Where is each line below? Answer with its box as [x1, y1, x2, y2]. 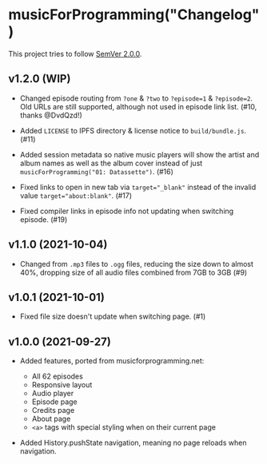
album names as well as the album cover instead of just [19, 158, 203, 168]
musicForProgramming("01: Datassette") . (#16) [19, 166, 174, 176]
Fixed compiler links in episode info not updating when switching [19, 206, 234, 216]
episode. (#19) [19, 214, 68, 224]
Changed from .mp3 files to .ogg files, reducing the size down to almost [19, 259, 254, 268]
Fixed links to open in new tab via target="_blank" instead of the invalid [19, 182, 257, 192]
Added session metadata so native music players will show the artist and [19, 149, 260, 159]
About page [31, 414, 71, 424]
